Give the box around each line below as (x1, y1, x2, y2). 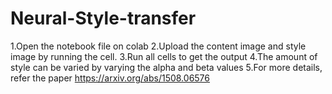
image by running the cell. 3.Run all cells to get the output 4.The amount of (10, 50, 318, 62)
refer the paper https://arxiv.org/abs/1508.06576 (10, 72, 210, 84)
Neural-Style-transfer (10, 7, 197, 30)
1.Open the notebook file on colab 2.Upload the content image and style (10, 40, 307, 52)
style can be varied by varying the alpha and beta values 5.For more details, (10, 61, 323, 73)
